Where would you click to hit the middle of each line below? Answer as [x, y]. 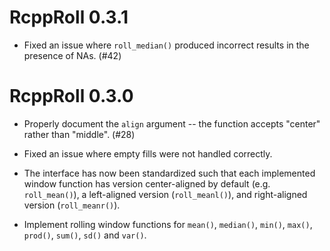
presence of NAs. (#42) [72, 55]
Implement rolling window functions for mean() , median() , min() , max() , [168, 224]
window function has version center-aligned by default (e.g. [147, 183]
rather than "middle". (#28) [79, 134]
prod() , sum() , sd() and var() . [85, 235]
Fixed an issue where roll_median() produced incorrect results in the [166, 45]
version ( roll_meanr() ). [72, 205]
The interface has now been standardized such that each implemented [169, 173]
